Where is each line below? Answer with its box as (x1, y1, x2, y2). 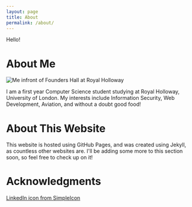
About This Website (6, 121, 105, 135)
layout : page (6, 8, 39, 15)
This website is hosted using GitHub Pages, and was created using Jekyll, (6, 141, 187, 149)
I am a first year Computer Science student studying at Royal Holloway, (6, 88, 180, 95)
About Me (6, 57, 56, 70)
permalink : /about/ (6, 20, 55, 26)
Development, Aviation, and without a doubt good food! (6, 101, 141, 108)
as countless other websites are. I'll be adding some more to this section (6, 148, 183, 155)
